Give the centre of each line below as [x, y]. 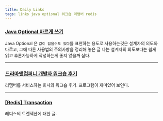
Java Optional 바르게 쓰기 [34, 32]
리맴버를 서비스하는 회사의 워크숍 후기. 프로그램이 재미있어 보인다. [67, 85]
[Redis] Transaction [29, 103]
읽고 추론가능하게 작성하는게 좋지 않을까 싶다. [48, 55]
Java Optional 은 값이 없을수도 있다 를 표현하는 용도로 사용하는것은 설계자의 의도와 [81, 43]
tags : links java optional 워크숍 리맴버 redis [51, 14]
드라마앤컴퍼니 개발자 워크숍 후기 [41, 74]
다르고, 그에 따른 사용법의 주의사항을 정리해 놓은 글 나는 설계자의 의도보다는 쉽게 [81, 49]
